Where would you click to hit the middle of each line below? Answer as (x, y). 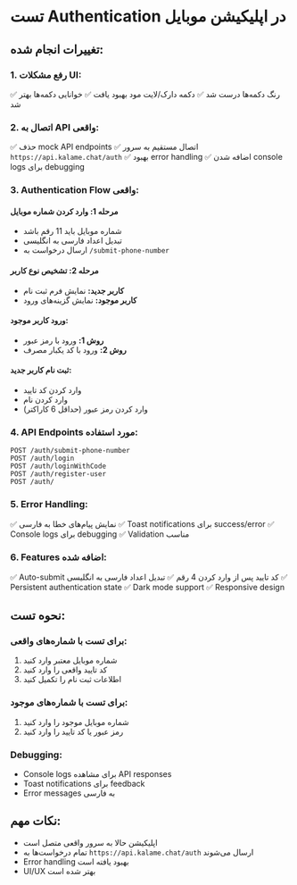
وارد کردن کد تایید (52, 389)
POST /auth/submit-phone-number (70, 451)
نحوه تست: (38, 616)
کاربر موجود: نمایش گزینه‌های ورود (80, 300)
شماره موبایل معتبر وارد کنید (70, 660)
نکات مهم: (36, 821)
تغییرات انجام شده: (57, 50)
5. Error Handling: (49, 505)
